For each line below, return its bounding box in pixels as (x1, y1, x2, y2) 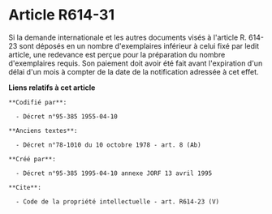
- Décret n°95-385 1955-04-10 (15, 112, 118, 121)
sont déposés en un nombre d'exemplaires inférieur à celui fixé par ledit (19, 41, 260, 50)
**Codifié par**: (8, 98, 67, 106)
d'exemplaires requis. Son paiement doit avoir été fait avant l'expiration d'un (8, 58, 263, 68)
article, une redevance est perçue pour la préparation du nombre (8, 49, 226, 59)
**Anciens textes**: (8, 126, 79, 135)
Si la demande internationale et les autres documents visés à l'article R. (8, 32, 248, 42)
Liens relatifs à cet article (8, 83, 96, 92)
